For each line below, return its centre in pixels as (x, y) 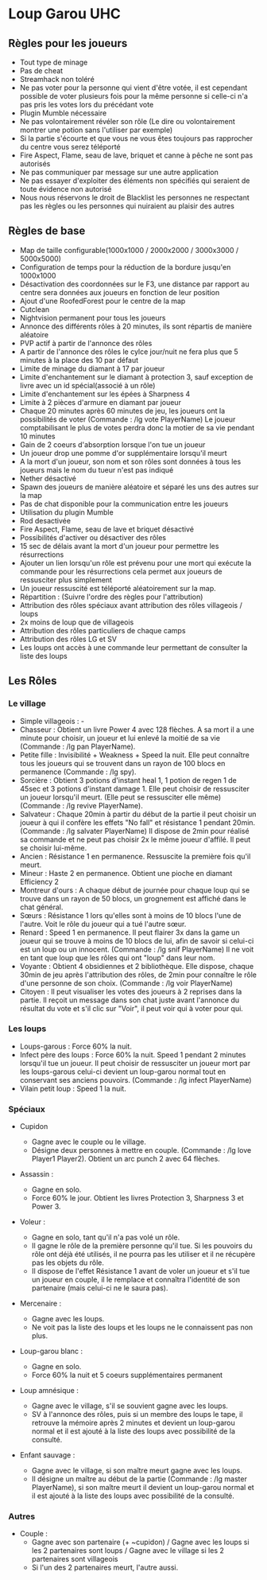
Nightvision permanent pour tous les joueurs (93, 317)
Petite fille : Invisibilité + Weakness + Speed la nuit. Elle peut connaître (135, 755)
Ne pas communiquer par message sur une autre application (119, 172)
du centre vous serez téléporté (70, 147)
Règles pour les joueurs (68, 43)
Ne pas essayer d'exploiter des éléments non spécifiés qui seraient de (135, 181)
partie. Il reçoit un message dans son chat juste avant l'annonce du (130, 1000)
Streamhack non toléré (57, 79)
